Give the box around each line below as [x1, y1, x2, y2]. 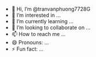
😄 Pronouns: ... [11, 39, 49, 46]
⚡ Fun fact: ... [11, 45, 44, 52]
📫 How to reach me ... [11, 31, 66, 37]
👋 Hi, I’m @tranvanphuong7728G [11, 6, 91, 12]
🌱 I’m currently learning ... [11, 18, 74, 24]
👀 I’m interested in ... [11, 12, 61, 19]
